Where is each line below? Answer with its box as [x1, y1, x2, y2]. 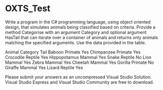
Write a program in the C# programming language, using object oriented [5, 19, 151, 25]
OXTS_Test [5, 3, 50, 14]
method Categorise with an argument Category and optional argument [5, 29, 147, 35]
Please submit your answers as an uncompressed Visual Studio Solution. [5, 74, 152, 80]
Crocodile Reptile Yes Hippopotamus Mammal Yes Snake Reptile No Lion [5, 54, 152, 60]
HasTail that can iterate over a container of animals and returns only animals [5, 35, 158, 40]
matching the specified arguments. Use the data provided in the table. [5, 39, 146, 45]
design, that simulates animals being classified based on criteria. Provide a [5, 24, 156, 30]
